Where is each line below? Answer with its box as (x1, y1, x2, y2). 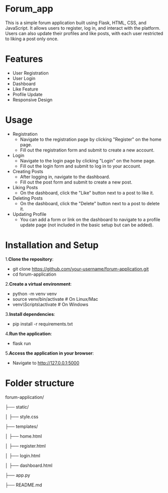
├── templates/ (5, 423, 38, 429)
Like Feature (12, 86, 39, 92)
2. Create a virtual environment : (5, 281, 72, 287)
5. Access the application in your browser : (5, 350, 94, 356)
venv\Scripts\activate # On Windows (12, 301, 89, 307)
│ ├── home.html (5, 433, 42, 439)
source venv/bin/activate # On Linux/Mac (12, 296, 99, 302)
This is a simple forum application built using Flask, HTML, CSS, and (5, 20, 147, 26)
